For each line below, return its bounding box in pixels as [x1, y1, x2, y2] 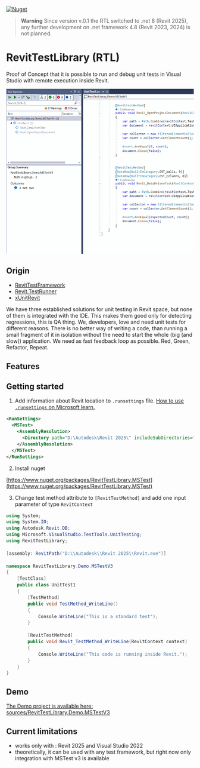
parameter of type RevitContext [14, 500, 93, 508]
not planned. [20, 30, 52, 37]
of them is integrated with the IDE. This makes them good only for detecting [6, 312, 192, 320]
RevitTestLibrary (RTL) [6, 51, 120, 64]
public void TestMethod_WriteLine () [27, 601, 118, 607]
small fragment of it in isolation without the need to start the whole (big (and [6, 331, 192, 339]
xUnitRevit [14, 294, 40, 302]
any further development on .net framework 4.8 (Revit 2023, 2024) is [20, 24, 190, 30]
